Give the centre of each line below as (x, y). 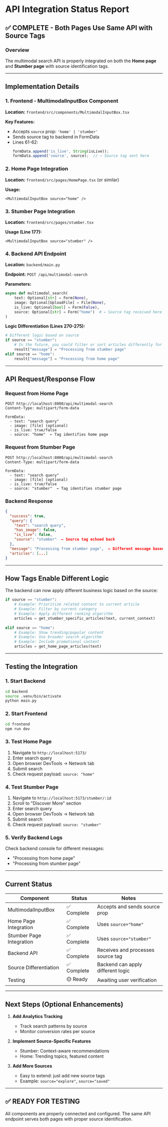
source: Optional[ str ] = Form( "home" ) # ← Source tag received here (88, 312)
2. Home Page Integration (37, 169)
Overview (17, 50)
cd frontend (17, 724)
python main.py (21, 701)
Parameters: (18, 284)
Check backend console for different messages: (55, 849)
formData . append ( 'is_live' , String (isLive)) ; (60, 151)
